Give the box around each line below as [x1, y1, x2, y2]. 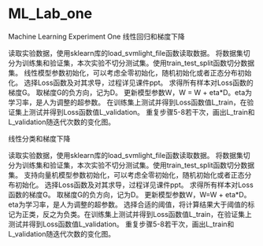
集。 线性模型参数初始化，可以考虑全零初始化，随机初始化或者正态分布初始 [8, 68, 252, 77]
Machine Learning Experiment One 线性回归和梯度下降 [8, 31, 185, 41]
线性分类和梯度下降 [8, 134, 71, 143]
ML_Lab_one [8, 5, 93, 23]
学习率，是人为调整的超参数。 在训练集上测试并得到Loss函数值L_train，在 [8, 97, 247, 107]
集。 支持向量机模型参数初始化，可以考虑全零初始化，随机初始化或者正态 [8, 170, 245, 179]
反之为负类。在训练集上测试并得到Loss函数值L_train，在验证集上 [42, 209, 252, 218]
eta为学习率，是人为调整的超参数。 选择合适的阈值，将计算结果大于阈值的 [8, 200, 248, 209]
